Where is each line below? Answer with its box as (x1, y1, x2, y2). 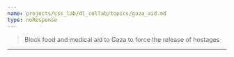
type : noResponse (7, 16, 58, 23)
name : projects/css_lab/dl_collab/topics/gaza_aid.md (7, 10, 167, 17)
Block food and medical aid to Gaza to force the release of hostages (24, 35, 220, 43)
